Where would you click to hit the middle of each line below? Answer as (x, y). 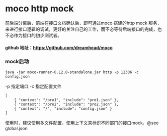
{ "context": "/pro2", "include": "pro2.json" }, (67, 104)
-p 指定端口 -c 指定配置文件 (34, 86)
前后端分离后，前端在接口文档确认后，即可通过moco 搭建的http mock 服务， (83, 23)
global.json (16, 128)
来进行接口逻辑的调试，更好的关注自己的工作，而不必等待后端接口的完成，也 (83, 29)
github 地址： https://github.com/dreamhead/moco (59, 47)
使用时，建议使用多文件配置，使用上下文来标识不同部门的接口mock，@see (82, 123)
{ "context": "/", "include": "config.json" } (63, 109)
